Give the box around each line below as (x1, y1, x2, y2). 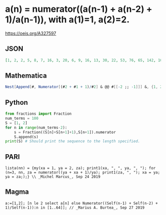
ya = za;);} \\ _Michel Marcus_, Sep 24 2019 (5, 174, 100, 179)
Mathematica (5, 72, 47, 80)
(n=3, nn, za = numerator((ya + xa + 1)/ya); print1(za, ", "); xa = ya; (5, 170, 161, 175)
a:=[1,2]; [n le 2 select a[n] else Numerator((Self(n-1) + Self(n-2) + (5, 201, 158, 206)
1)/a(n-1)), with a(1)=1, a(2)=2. (5, 14, 130, 25)
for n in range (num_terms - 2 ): (5, 125, 68, 130)
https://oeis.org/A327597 (5, 30, 56, 36)
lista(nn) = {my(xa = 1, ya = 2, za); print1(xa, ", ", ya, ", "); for (5, 166, 156, 171)
